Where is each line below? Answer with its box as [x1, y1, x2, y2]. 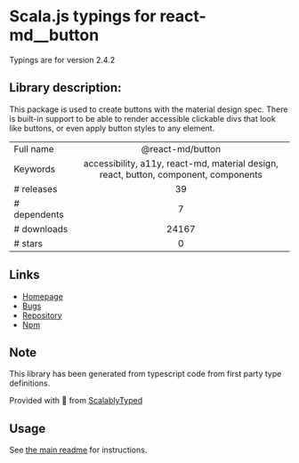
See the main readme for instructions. [9, 444, 148, 455]
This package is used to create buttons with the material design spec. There [9, 104, 288, 115]
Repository [21, 309, 62, 321]
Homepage [21, 291, 64, 301]
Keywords [13, 163, 56, 175]
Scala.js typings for [9, 6, 157, 27]
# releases [13, 182, 58, 195]
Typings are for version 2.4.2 [9, 54, 116, 65]
